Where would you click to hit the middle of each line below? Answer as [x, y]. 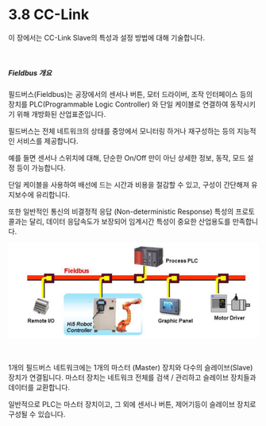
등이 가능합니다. [41, 168]
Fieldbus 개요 [30, 72]
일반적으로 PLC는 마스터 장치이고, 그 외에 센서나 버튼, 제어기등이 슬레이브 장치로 [132, 404]
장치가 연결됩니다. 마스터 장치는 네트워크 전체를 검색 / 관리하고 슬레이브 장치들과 [132, 377]
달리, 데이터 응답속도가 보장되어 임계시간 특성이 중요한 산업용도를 [130, 221]
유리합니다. [52, 194]
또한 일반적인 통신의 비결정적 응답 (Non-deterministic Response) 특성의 [121, 211]
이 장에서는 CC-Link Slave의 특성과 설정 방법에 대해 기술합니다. [106, 37]
